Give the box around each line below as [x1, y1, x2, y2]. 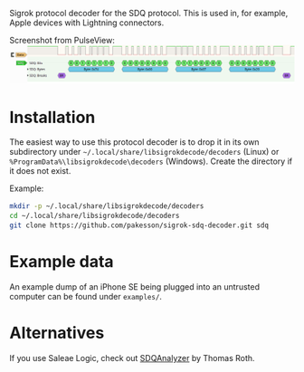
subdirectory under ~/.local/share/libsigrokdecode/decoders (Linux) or [9, 147, 280, 157]
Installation [9, 107, 96, 128]
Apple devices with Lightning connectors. [9, 17, 165, 28]
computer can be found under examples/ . [9, 291, 163, 301]
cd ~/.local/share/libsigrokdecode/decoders [9, 212, 180, 221]
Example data [9, 252, 115, 272]
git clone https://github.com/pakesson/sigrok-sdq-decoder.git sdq [9, 221, 270, 230]
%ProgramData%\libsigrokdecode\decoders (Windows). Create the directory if [9, 156, 292, 167]
